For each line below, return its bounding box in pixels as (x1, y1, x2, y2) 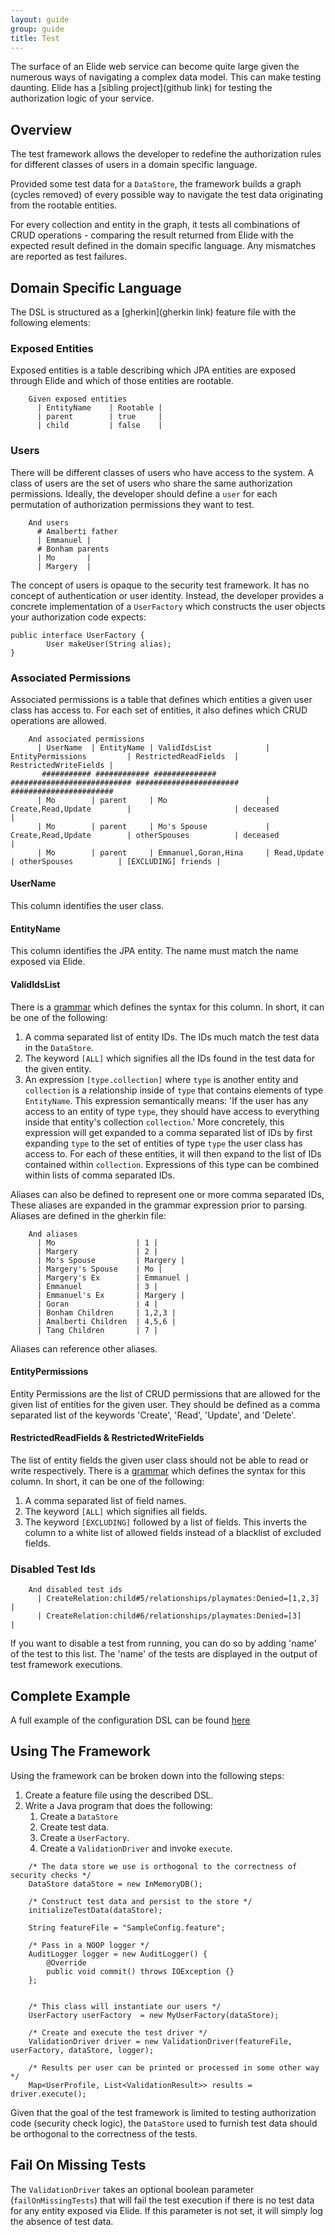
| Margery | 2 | (36, 1246, 159, 1256)
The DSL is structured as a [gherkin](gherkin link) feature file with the (10, 306, 297, 318)
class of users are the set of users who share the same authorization (10, 477, 293, 489)
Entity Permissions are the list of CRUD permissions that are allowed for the (10, 1387, 321, 1400)
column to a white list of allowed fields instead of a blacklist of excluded (24, 1526, 322, 1538)
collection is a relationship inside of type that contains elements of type (24, 1084, 324, 1096)
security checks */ (10, 1870, 92, 1880)
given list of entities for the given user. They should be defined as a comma (10, 1398, 321, 1410)
